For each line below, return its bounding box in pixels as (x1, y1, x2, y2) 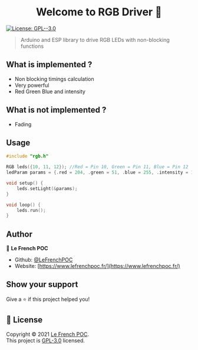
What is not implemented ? (6, 105, 107, 115)
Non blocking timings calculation (14, 75, 94, 82)
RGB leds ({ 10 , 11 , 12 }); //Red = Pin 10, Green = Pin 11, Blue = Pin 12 (6, 164, 189, 170)
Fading (14, 120, 32, 127)
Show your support (6, 280, 78, 290)
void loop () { (6, 202, 41, 208)
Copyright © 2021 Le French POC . (6, 331, 90, 338)
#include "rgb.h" (6, 153, 49, 159)
